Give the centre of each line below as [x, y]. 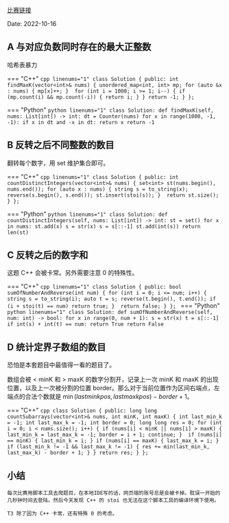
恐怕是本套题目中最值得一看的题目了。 [61, 365]
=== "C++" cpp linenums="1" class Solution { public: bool [94, 287]
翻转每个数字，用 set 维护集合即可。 [58, 162]
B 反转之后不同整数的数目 [61, 145]
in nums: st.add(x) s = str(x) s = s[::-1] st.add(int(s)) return [104, 226]
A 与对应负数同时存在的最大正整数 [79, 47]
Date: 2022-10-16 [32, 24]
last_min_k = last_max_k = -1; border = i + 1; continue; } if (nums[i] [115, 435]
